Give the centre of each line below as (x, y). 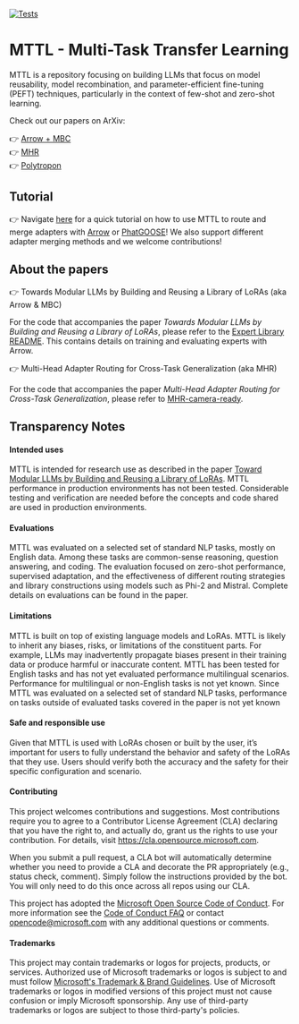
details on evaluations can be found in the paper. (99, 595)
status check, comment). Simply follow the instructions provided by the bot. (149, 876)
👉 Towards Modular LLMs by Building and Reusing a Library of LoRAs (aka (148, 292)
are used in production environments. (78, 508)
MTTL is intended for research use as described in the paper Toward (136, 469)
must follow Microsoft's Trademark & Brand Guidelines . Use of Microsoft (142, 982)
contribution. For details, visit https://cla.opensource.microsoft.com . (134, 840)
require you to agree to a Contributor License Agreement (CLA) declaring (144, 821)
